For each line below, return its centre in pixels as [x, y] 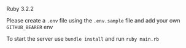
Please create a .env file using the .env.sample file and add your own [93, 20]
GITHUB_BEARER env [30, 27]
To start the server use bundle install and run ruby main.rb [83, 39]
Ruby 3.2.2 [20, 9]
